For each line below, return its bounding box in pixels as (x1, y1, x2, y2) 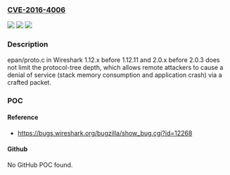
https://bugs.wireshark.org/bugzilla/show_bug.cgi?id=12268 (17, 128, 193, 137)
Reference (7, 113, 39, 121)
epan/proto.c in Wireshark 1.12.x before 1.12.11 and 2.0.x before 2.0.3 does (7, 55, 220, 64)
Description (7, 40, 49, 49)
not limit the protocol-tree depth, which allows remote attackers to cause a (7, 63, 224, 71)
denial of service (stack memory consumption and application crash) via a (7, 71, 223, 79)
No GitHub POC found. (7, 160, 73, 169)
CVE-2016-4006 (7, 5, 65, 15)
